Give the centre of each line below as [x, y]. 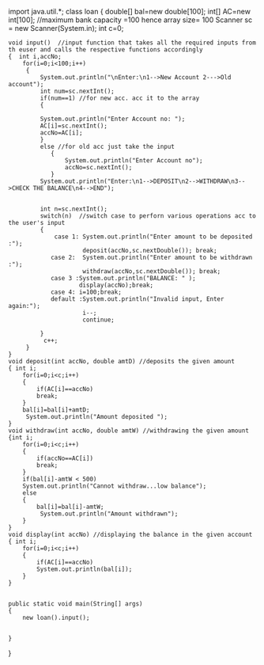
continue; [98, 320]
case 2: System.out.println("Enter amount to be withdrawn [151, 257]
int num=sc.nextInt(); [77, 91]
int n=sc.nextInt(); [74, 209]
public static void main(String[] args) [76, 604]
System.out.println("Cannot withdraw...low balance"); [115, 486]
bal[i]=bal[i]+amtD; [56, 410]
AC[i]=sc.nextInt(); [74, 126]
